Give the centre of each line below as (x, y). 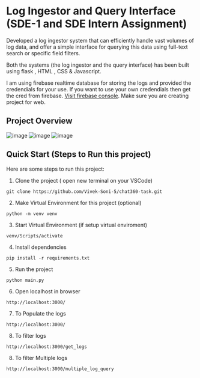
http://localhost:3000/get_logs (47, 347)
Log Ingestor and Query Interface (91, 11)
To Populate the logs (40, 313)
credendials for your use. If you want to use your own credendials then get (98, 89)
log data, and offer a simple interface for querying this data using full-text (97, 47)
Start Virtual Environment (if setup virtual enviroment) (81, 225)
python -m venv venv (32, 214)
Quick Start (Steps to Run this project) (79, 154)
